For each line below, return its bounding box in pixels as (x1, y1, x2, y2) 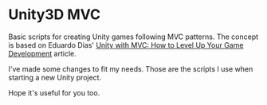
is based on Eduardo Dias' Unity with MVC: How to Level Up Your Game (8, 40, 244, 49)
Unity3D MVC (8, 6, 101, 24)
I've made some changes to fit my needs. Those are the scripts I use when (8, 64, 253, 73)
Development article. (8, 49, 77, 58)
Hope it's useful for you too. (8, 87, 100, 97)
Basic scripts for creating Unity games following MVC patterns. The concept (8, 32, 259, 41)
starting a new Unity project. (8, 72, 102, 82)
